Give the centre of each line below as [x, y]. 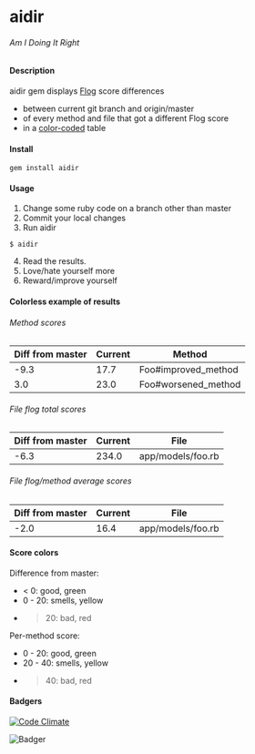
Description [32, 71]
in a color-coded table [64, 128]
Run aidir [39, 228]
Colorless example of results [65, 301]
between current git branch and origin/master [108, 108]
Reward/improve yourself [70, 280]
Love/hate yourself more [69, 271]
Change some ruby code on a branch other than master [127, 209]
